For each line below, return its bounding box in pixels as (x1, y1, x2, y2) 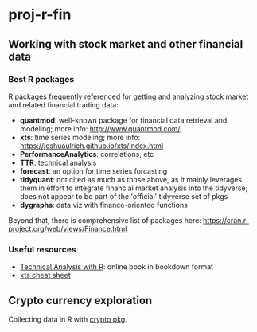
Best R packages (8, 73, 75, 84)
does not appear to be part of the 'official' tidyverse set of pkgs (19, 191, 228, 201)
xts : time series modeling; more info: (19, 132, 141, 142)
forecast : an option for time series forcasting (19, 166, 168, 176)
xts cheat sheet (19, 271, 72, 280)
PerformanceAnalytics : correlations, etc (19, 149, 154, 158)
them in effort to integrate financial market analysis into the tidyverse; (19, 183, 248, 193)
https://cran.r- (202, 215, 249, 225)
